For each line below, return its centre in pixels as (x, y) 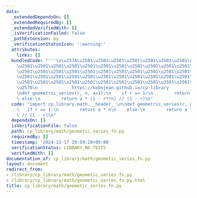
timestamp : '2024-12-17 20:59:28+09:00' (61, 142)
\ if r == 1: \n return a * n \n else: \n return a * (105, 110)
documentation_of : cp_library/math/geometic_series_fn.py (78, 159)
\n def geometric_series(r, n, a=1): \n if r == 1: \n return (103, 93)
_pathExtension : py (35, 39)
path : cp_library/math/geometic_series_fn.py (68, 132)
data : (13, 11)
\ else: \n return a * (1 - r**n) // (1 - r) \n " (85, 98)
